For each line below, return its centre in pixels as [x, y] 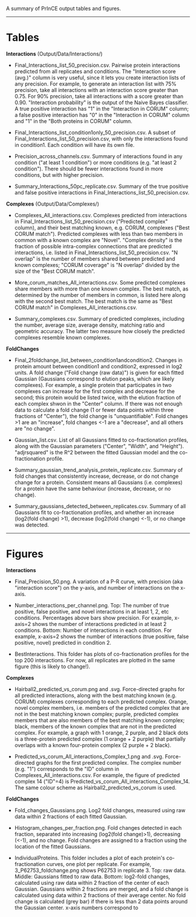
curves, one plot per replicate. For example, [99, 864]
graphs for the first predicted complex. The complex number [109, 762]
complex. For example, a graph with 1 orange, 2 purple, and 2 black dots [101, 733]
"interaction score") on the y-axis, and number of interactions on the [97, 587]
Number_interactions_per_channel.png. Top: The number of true [92, 605]
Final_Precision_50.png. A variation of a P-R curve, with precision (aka [99, 581]
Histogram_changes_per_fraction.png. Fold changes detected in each [98, 827]
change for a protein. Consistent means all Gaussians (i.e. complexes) [98, 482]
